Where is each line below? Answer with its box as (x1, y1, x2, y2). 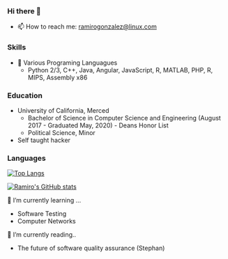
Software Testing (17, 210, 67, 218)
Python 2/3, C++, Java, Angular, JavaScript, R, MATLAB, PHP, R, (27, 65, 213, 74)
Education (7, 91, 43, 100)
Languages (7, 153, 47, 163)
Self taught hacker (17, 136, 71, 144)
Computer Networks (17, 217, 77, 226)
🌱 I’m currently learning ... (7, 196, 82, 205)
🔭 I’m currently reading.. (7, 230, 77, 239)
